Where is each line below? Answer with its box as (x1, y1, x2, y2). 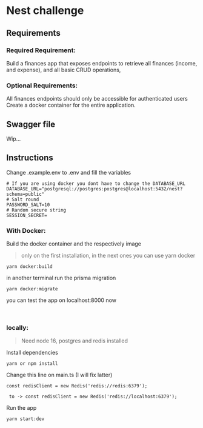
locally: (6, 324, 29, 332)
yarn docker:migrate (6, 286, 59, 292)
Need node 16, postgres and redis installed (21, 337, 128, 344)
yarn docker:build (6, 264, 53, 270)
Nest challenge (6, 4, 84, 18)
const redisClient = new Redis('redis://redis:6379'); (6, 383, 148, 389)
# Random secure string (6, 207, 67, 213)
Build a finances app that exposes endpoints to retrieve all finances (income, (6, 59, 198, 67)
